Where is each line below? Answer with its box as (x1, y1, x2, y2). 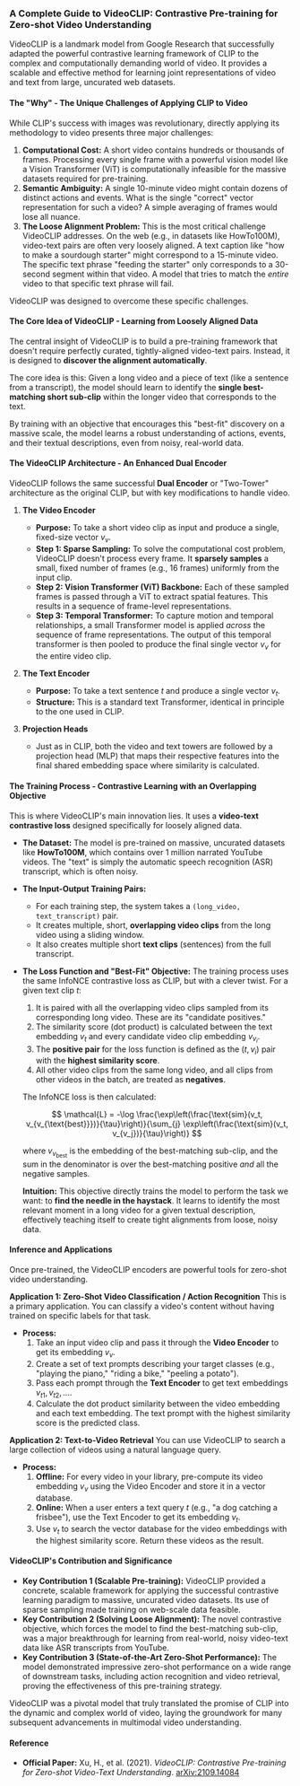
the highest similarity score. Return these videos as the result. (35, 1535, 264, 1545)
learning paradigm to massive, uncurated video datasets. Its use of (21, 1594, 270, 1605)
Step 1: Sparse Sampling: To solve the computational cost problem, (35, 543, 287, 554)
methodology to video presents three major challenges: (9, 127, 214, 137)
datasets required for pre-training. (21, 173, 149, 184)
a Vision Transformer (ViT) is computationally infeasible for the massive (21, 163, 287, 174)
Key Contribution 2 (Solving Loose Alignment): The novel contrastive (21, 1614, 282, 1624)
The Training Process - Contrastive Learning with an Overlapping (9, 780, 257, 792)
